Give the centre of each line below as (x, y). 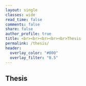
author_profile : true (28, 34)
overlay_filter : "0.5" (34, 58)
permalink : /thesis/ (27, 44)
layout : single (21, 10)
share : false (19, 29)
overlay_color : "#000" (34, 53)
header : (14, 48)
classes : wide (20, 15)
